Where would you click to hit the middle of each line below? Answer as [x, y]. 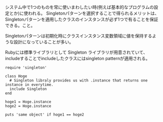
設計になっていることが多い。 [44, 42]
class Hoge [16, 76]
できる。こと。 [20, 25]
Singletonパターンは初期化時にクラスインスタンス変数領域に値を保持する [79, 36]
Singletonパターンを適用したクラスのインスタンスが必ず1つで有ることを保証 [82, 19]
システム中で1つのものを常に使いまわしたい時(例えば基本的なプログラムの [80, 7]
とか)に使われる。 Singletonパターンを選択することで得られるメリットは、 [84, 13]
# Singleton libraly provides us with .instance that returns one [79, 81]
